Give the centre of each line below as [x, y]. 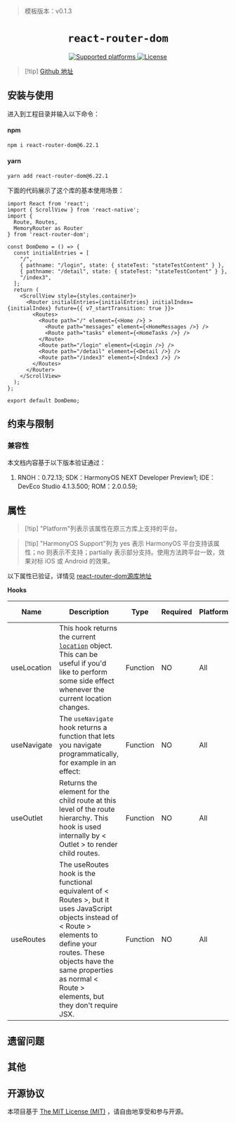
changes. [74, 708]
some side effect [87, 681]
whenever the [82, 690]
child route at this [88, 801]
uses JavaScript [86, 909]
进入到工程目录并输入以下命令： [53, 114]
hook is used [80, 827]
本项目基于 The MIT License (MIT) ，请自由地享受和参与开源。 [97, 1111]
